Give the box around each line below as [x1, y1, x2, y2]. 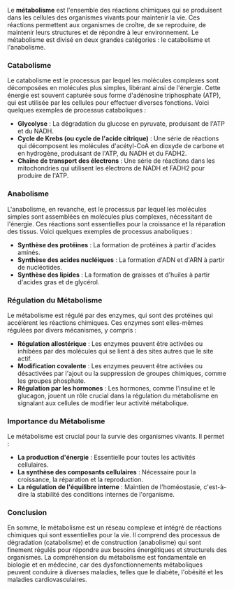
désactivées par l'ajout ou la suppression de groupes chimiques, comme [17, 369, 227, 377]
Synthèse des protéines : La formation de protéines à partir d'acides [17, 240, 217, 249]
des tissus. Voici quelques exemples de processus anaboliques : [7, 227, 193, 235]
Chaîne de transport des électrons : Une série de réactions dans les [17, 157, 215, 165]
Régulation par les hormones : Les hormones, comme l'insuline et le [17, 384, 216, 392]
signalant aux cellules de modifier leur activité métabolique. [17, 398, 189, 407]
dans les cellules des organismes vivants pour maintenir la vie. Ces [7, 13, 200, 22]
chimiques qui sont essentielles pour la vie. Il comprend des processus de [7, 531, 220, 539]
